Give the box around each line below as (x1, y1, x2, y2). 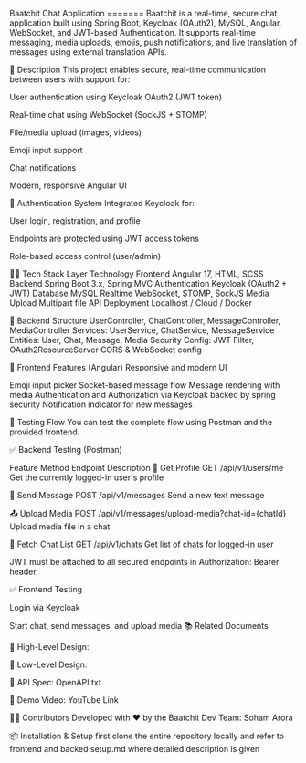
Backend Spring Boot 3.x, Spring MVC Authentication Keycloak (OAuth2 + (9, 278, 288, 288)
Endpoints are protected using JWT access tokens (9, 233, 199, 244)
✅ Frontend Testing (9, 584, 83, 594)
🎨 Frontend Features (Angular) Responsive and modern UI (9, 362, 227, 372)
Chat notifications (9, 162, 77, 172)
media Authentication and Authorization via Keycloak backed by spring (9, 390, 276, 400)
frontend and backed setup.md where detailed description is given (9, 744, 260, 754)
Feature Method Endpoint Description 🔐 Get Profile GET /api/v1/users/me (9, 463, 284, 473)
